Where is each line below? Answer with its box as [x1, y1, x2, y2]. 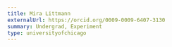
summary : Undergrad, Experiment [7, 23, 102, 30]
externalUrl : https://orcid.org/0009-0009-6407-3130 [7, 17, 166, 23]
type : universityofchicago [7, 29, 87, 37]
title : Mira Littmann [7, 10, 71, 17]
